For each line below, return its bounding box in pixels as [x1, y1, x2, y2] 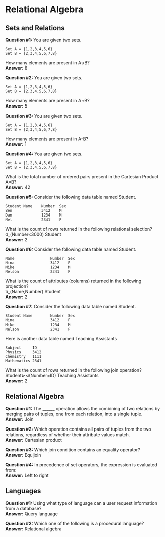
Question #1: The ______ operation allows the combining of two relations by [5, 405, 160, 411]
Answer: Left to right [5, 472, 49, 478]
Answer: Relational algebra [5, 526, 62, 532]
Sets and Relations [5, 24, 65, 32]
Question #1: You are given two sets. [5, 37, 82, 43]
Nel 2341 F [5, 217, 62, 222]
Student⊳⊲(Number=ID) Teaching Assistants [5, 373, 99, 378]
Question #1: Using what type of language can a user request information [5, 500, 158, 506]
